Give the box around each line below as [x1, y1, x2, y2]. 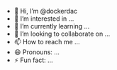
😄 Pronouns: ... [13, 48, 60, 56]
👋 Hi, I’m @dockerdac [13, 7, 78, 15]
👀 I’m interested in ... [13, 14, 74, 23]
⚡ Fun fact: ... [13, 56, 53, 64]
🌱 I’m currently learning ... [13, 22, 90, 30]
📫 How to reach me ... [13, 38, 80, 46]
